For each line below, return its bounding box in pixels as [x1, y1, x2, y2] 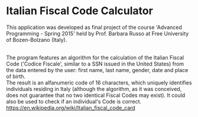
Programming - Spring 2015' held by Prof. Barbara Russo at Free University [6, 30, 189, 37]
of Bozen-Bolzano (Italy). [6, 36, 67, 43]
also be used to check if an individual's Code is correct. [6, 97, 142, 105]
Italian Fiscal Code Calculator [6, 4, 154, 18]
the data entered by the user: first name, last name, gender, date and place [6, 66, 189, 73]
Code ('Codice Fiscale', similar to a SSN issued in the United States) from [6, 60, 184, 67]
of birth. [6, 73, 25, 80]
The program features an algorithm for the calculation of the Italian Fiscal [6, 54, 184, 61]
